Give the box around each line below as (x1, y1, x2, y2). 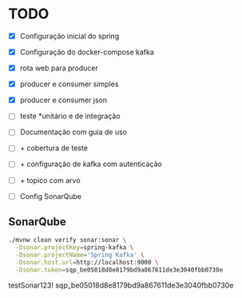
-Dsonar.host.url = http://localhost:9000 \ (15, 259, 159, 267)
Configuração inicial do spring (19, 31, 120, 41)
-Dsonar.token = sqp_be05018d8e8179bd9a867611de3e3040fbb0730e (15, 265, 224, 274)
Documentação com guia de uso (19, 127, 128, 137)
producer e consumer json (19, 95, 108, 105)
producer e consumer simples (19, 79, 119, 89)
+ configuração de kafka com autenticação (19, 159, 162, 169)
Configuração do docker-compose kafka (19, 47, 154, 57)
